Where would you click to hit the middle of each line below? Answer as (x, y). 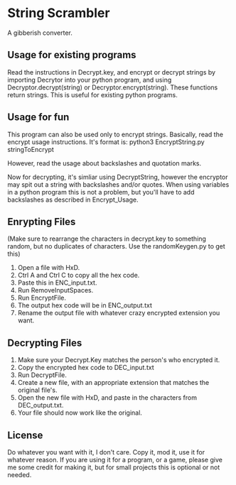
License (25, 435)
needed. (20, 475)
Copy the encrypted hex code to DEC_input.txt (86, 368)
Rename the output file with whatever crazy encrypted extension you (119, 313)
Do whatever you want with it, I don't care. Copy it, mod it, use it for (106, 452)
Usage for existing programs (72, 55)
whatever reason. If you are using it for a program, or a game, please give (115, 460)
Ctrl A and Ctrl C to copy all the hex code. (79, 276)
